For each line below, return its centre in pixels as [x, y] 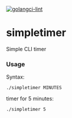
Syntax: [15, 77]
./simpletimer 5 [26, 109]
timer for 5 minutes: [30, 99]
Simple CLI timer [26, 49]
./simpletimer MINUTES [34, 88]
